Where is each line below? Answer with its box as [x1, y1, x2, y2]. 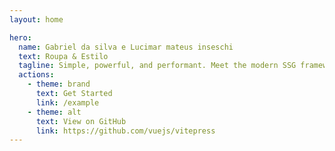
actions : [18, 70, 55, 80]
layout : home [9, 14, 64, 25]
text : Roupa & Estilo [18, 51, 109, 61]
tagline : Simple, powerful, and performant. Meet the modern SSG [18, 61, 297, 71]
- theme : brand [27, 79, 91, 90]
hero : [9, 32, 32, 43]
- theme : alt [27, 107, 82, 117]
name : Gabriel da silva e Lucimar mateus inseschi [18, 42, 234, 52]
